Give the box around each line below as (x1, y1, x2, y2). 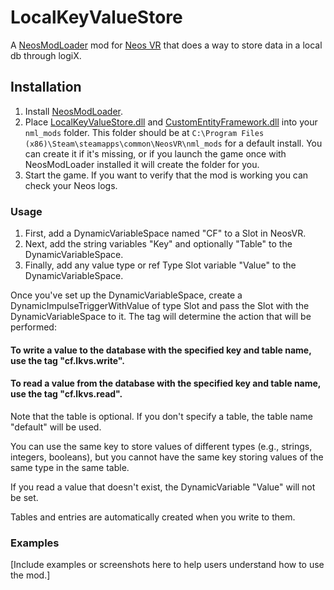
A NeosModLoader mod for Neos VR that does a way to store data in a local (10, 39, 323, 51)
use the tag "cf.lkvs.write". (10, 354, 125, 366)
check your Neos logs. (24, 179, 118, 191)
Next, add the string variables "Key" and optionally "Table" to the (24, 238, 293, 250)
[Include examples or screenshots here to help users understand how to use (10, 559, 325, 571)
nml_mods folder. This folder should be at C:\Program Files (24, 126, 265, 138)
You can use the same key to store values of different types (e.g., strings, (10, 440, 313, 452)
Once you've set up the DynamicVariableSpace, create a (10, 289, 243, 301)
